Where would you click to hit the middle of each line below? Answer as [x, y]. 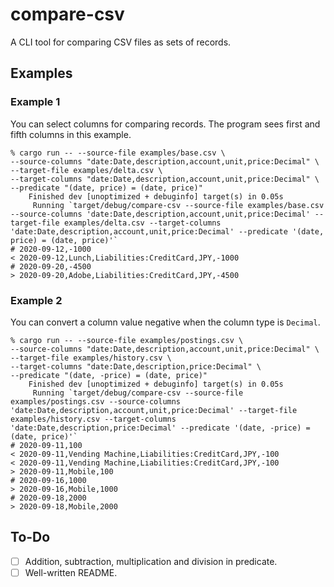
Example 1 [35, 102]
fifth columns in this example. [71, 134]
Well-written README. [71, 572]
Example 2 [36, 300]
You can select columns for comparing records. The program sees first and [165, 124]
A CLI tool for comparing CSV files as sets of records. [121, 42]
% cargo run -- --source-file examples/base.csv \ [118, 153]
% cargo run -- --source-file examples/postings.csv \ [127, 340]
